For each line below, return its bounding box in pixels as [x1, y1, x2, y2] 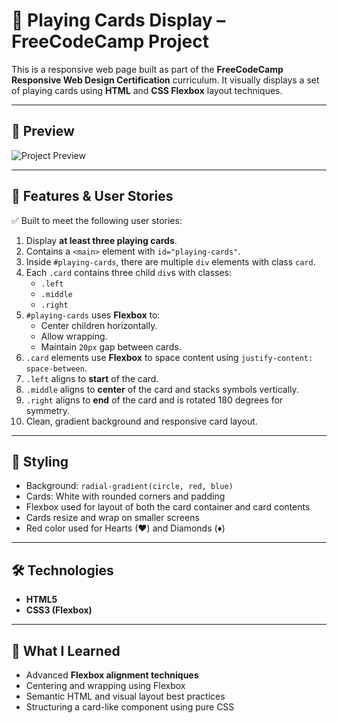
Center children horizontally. [40, 319, 158, 331]
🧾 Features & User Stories [11, 188, 174, 205]
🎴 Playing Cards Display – [11, 9, 226, 32]
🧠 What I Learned [11, 642, 121, 659]
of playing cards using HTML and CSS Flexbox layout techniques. [11, 84, 283, 96]
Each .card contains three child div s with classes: [25, 266, 232, 278]
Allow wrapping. [40, 330, 108, 342]
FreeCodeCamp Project [11, 30, 210, 53]
